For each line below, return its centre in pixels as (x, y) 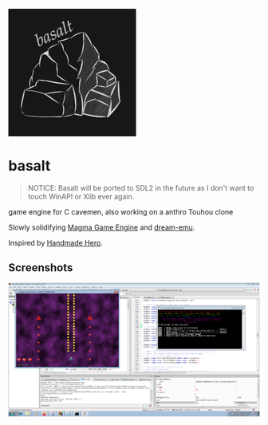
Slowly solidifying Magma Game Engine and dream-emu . (102, 227)
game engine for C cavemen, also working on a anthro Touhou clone (121, 211)
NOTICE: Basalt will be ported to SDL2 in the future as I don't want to (141, 187)
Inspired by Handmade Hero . (56, 242)
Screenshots (41, 268)
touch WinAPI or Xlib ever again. (81, 196)
